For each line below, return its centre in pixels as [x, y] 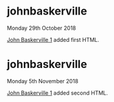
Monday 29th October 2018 [41, 28]
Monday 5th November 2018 [43, 81]
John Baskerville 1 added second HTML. [58, 93]
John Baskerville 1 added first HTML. [53, 39]
